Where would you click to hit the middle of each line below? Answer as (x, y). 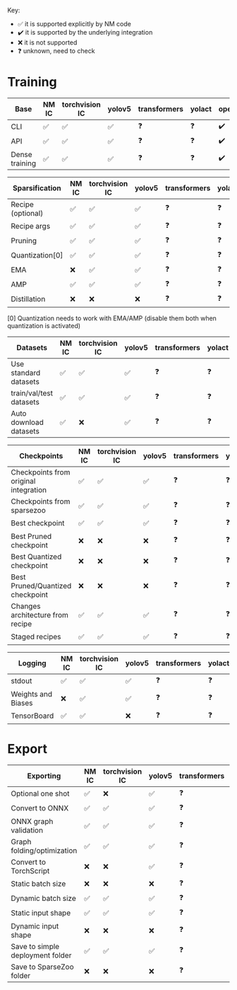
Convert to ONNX (40, 808)
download (28, 422)
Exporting (44, 776)
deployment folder (41, 955)
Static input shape (41, 913)
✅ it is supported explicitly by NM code (74, 24)
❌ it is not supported (47, 42)
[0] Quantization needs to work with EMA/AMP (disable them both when (112, 318)
